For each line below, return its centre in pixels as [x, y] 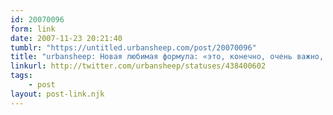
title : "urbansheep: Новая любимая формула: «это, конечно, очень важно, [167, 57]
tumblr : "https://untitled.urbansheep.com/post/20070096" [133, 47]
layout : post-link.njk [57, 94]
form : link [33, 29]
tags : [21, 76]
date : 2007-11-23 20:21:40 [66, 38]
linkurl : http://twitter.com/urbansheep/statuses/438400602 [138, 66]
